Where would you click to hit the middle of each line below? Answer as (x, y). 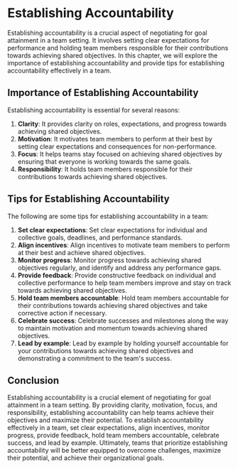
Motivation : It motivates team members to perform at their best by (115, 139)
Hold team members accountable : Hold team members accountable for (123, 298)
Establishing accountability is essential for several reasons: (94, 110)
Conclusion (33, 381)
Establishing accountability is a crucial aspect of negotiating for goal (107, 33)
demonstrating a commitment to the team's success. (94, 358)
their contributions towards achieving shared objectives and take (113, 305)
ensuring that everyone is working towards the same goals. (104, 161)
